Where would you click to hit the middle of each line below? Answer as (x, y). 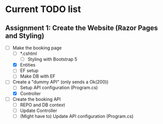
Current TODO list (43, 9)
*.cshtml (28, 53)
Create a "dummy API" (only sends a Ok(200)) (60, 82)
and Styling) (25, 36)
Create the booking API (37, 99)
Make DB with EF (38, 76)
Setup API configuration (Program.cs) (59, 88)
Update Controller (38, 110)
